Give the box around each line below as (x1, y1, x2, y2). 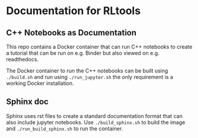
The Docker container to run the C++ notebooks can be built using (6, 67, 168, 74)
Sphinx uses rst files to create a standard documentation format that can (6, 112, 183, 119)
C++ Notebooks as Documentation (6, 28, 137, 38)
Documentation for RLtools (6, 4, 141, 18)
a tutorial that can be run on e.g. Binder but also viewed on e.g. (6, 50, 160, 57)
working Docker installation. (6, 80, 74, 87)
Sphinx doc (6, 97, 49, 107)
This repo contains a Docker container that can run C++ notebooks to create (6, 43, 193, 50)
